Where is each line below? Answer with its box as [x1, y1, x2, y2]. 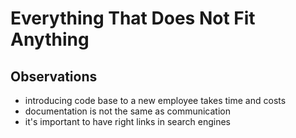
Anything [10, 28, 90, 51]
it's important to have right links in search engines [24, 116, 231, 127]
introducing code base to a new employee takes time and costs [24, 95, 287, 106]
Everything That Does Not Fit [10, 7, 256, 30]
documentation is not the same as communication [24, 105, 231, 117]
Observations [10, 68, 98, 85]
